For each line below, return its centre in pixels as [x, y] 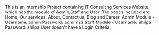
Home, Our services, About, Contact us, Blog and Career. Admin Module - [80, 17]
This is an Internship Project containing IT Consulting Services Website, [77, 7]
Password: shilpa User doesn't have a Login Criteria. [58, 27]
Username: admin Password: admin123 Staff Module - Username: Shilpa [78, 22]
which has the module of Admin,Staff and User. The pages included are [77, 12]
